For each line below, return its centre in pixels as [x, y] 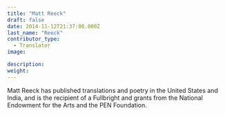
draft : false [26, 20]
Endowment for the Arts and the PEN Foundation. [77, 105]
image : [17, 52]
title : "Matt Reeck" [37, 13]
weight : [18, 71]
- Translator [32, 45]
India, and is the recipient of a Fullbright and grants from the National [105, 98]
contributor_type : [33, 39]
